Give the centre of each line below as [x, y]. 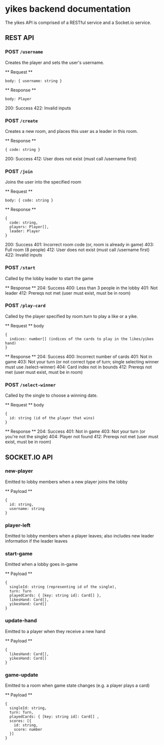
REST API [20, 38]
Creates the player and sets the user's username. [55, 63]
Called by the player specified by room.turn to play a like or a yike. [72, 316]
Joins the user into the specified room [43, 182]
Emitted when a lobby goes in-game [41, 564]
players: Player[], [29, 227]
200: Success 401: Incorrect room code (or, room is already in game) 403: [80, 245]
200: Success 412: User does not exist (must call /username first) [71, 159]
